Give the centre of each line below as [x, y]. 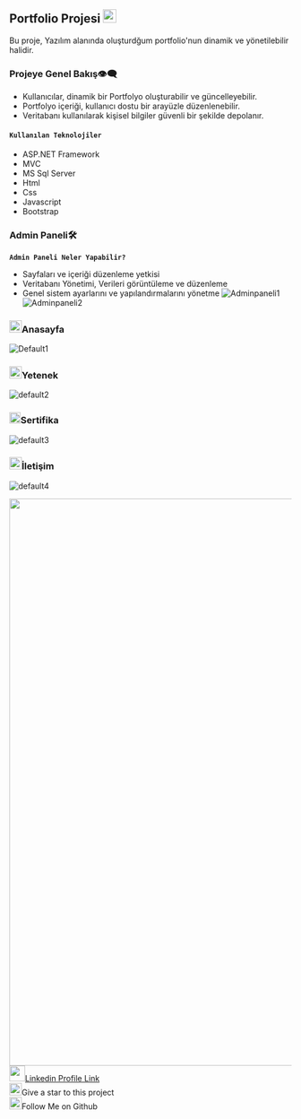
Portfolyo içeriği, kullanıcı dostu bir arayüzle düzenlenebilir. [131, 106]
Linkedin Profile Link [63, 1078]
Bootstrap [40, 212]
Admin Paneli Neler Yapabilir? [68, 257]
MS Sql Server [49, 173]
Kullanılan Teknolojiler [56, 135]
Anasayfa [43, 329]
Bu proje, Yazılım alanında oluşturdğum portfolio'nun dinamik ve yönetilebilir [149, 40]
